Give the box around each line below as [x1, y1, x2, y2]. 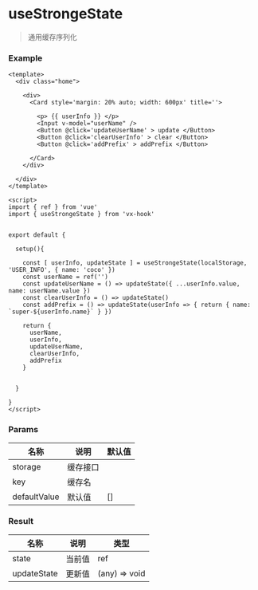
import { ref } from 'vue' [8, 203, 98, 211]
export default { [8, 231, 66, 239]
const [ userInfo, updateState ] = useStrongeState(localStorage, [22, 259, 248, 267]
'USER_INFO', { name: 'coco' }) [8, 266, 115, 274]
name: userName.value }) [8, 287, 91, 295]
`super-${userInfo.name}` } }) [8, 308, 112, 316]
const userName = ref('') [22, 273, 109, 281]
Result [8, 516, 34, 527]
